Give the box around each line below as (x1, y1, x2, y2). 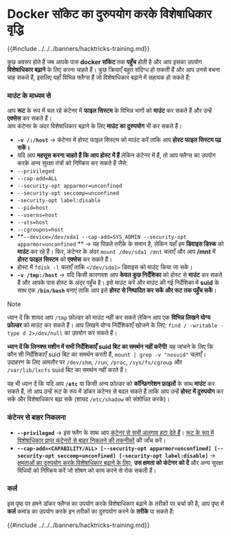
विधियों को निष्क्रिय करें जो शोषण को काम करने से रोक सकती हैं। (16, 466, 157, 474)
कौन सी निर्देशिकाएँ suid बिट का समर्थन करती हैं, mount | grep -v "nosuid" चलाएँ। (7, 350, 206, 358)
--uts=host (16, 219, 49, 226)
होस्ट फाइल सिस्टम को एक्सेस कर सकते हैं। (16, 255, 113, 264)
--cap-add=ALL (16, 175, 58, 182)
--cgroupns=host (16, 226, 64, 233)
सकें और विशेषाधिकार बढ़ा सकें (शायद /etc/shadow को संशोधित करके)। (7, 395, 170, 403)
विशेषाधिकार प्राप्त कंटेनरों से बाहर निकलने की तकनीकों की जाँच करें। (16, 436, 166, 444)
